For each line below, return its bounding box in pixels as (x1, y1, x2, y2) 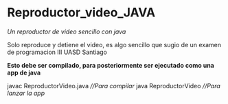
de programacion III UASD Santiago (7, 48, 108, 56)
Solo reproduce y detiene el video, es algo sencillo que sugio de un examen (7, 40, 222, 49)
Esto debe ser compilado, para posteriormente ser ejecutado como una (7, 61, 214, 69)
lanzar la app (7, 89, 45, 97)
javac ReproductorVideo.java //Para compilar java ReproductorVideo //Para (7, 81, 221, 90)
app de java (7, 68, 41, 77)
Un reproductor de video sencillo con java (7, 27, 126, 36)
